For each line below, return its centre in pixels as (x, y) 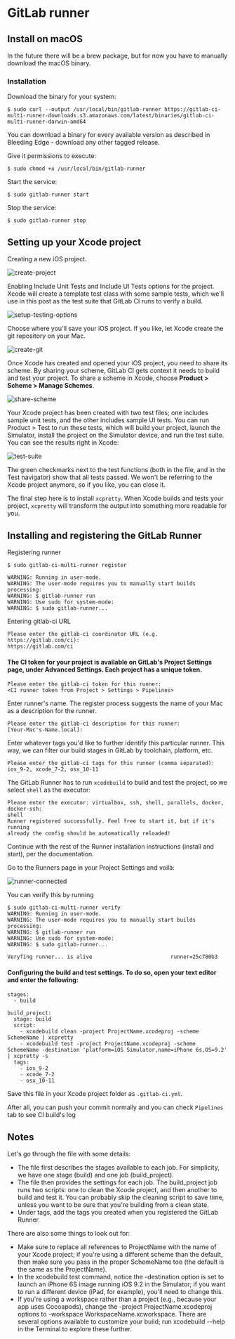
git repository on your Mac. (47, 336)
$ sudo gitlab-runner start (48, 195)
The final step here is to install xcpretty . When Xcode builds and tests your (115, 498)
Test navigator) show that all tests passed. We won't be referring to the (110, 477)
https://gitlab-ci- (192, 110)
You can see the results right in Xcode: (63, 443)
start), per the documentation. (51, 854)
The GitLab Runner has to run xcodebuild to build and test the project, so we (117, 783)
